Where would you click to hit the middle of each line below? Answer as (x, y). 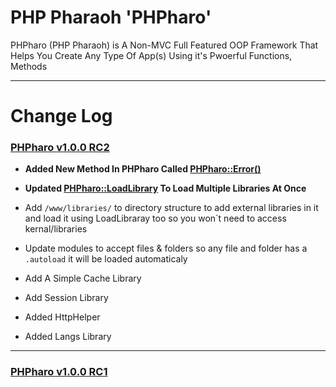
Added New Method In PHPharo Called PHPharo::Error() (143, 169)
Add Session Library (66, 298)
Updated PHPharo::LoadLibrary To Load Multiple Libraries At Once (165, 188)
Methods (29, 66)
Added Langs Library (68, 337)
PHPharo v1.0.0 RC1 (59, 372)
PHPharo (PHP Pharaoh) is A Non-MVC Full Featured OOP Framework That (164, 45)
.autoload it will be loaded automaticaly (106, 259)
